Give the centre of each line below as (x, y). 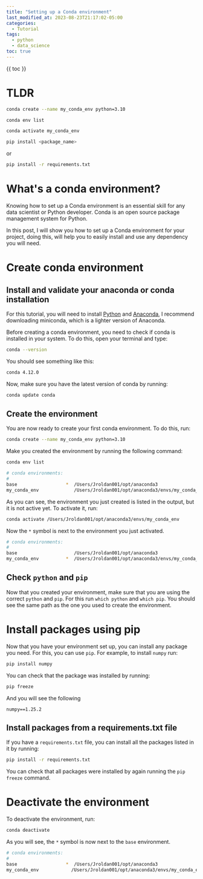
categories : (21, 23)
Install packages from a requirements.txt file (92, 728)
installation (28, 300)
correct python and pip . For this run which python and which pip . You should (101, 599)
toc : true (19, 51)
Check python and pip (47, 578)
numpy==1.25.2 (24, 709)
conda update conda (31, 395)
